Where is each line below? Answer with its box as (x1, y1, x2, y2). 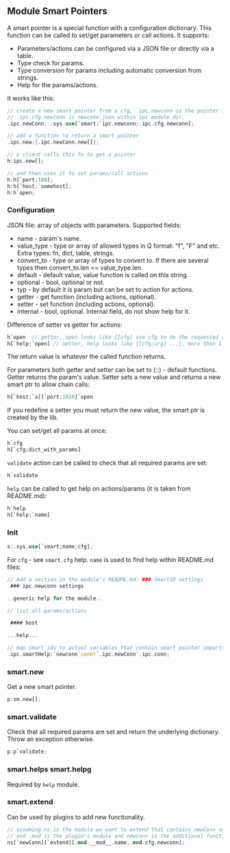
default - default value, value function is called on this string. (16, 270, 189, 279)
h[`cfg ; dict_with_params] (7, 446, 81, 454)
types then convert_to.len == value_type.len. (16, 264, 143, 272)
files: (7, 563, 21, 571)
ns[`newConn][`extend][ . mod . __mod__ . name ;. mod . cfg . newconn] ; (7, 839, 186, 846)
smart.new (7, 667, 44, 677)
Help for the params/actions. (16, 80, 98, 89)
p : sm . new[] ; (7, 696, 41, 703)
